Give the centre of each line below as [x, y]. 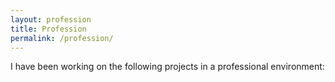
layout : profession [51, 19]
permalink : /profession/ [62, 38]
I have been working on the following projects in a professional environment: [167, 67]
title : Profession [48, 29]
